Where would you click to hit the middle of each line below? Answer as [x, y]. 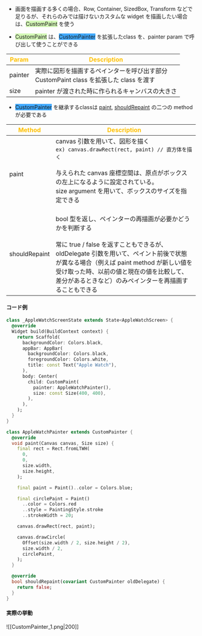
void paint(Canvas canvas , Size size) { [63, 443]
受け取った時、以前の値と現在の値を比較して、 [122, 272]
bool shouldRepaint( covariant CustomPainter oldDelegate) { [88, 582]
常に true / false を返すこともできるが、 [111, 244]
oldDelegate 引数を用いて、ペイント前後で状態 [121, 253]
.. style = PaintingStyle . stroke [63, 510]
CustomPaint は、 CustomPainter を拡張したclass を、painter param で [102, 37]
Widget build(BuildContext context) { [60, 331]
